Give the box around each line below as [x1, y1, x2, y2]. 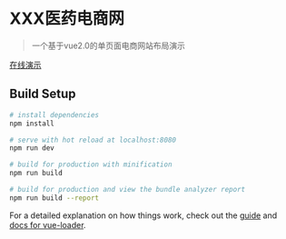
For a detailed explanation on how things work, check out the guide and [9, 210, 278, 221]
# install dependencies [9, 110, 100, 119]
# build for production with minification [9, 160, 173, 169]
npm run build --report [9, 193, 100, 203]
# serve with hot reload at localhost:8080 [9, 135, 177, 144]
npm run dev [9, 144, 54, 153]
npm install [9, 119, 54, 128]
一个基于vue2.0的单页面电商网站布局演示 [31, 40, 186, 51]
